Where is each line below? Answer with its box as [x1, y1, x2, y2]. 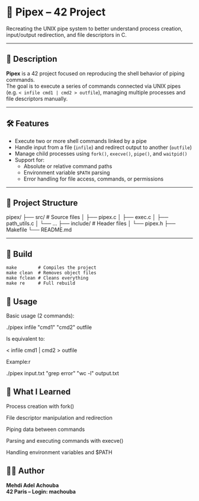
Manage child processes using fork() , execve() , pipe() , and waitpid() [14, 150, 188, 157]
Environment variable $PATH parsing [23, 169, 110, 176]
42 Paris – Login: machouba [6, 488, 76, 495]
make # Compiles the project [6, 265, 97, 271]
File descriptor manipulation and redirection [6, 414, 113, 421]
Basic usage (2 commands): [6, 312, 75, 319]
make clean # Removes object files [6, 270, 97, 276]
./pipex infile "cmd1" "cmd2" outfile [6, 324, 92, 331]
